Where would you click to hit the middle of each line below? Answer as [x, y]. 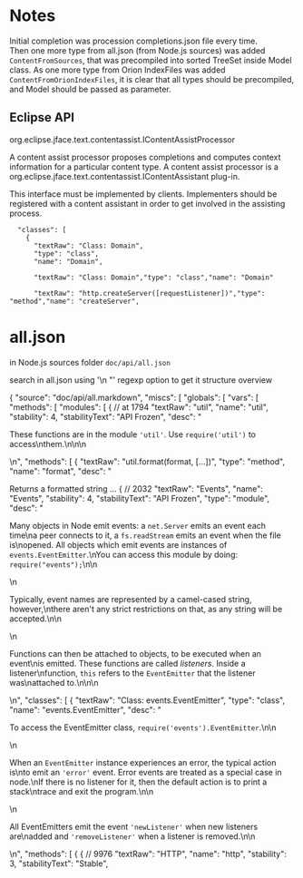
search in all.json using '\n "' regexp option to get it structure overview [141, 380]
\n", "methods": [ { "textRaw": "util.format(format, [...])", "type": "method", [147, 461]
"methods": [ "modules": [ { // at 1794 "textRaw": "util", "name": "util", [139, 407]
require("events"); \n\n [54, 564]
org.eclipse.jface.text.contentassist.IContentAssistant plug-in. [125, 176]
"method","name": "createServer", [75, 301]
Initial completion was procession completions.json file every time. [134, 41]
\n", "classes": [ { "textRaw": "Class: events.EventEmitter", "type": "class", [147, 700]
